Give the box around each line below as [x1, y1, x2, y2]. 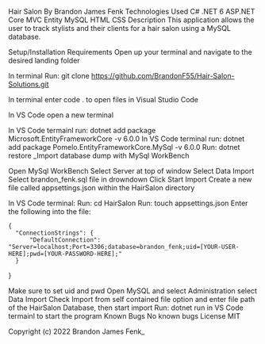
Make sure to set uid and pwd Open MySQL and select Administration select [8, 286, 258, 296]
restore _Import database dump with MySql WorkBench [8, 151, 190, 160]
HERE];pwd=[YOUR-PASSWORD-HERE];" [8, 250, 123, 258]
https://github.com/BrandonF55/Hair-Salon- [90, 71, 236, 80]
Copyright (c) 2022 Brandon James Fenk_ [8, 327, 145, 336]
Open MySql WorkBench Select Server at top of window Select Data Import [8, 166, 255, 175]
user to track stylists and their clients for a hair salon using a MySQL [8, 24, 232, 32]
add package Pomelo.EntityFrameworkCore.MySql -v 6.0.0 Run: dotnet [8, 143, 240, 151]
